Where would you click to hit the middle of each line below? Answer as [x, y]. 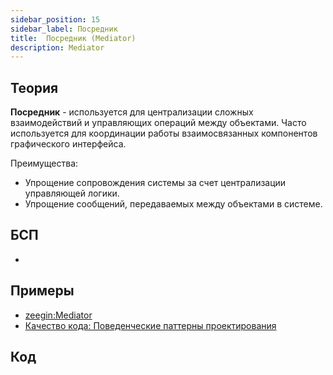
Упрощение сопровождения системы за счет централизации [155, 183]
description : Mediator [57, 47]
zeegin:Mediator [58, 315]
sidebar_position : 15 [55, 19]
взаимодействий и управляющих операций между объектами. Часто [158, 123]
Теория [34, 87]
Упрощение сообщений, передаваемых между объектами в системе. [173, 204]
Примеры [42, 291]
